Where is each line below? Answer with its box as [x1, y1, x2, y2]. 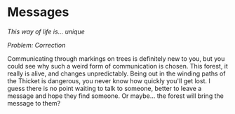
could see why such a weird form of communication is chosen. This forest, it [7, 62, 228, 70]
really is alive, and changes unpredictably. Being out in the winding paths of [7, 69, 226, 78]
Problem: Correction [7, 41, 66, 49]
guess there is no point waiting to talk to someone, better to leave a [7, 84, 202, 92]
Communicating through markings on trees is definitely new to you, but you [7, 54, 225, 63]
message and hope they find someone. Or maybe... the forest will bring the [7, 92, 224, 100]
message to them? [7, 99, 61, 107]
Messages [7, 4, 69, 20]
